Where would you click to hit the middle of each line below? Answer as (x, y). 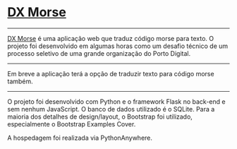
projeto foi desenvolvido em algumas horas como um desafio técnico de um (118, 46)
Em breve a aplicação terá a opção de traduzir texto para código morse (111, 73)
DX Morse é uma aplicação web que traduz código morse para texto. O (111, 38)
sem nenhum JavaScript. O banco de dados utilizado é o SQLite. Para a (111, 109)
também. (20, 81)
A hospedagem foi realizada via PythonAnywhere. (80, 138)
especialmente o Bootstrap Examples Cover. (72, 124)
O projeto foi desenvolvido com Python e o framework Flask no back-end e (116, 101)
